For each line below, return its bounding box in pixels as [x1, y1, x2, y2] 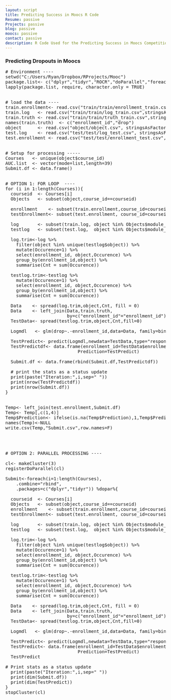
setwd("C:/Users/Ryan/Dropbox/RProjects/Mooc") [5, 74, 126, 80]
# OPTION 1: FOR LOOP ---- [5, 181, 75, 187]
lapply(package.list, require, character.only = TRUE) [5, 84, 145, 90]
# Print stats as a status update [5, 664, 92, 670]
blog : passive [5, 26, 36, 32]
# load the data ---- [5, 100, 60, 105]
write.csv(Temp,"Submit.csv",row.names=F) [5, 425, 113, 431]
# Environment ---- [5, 69, 54, 75]
